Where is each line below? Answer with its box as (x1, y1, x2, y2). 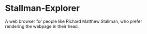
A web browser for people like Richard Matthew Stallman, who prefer (5, 18, 143, 24)
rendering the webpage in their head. (5, 23, 79, 29)
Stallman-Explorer (5, 3, 80, 14)
